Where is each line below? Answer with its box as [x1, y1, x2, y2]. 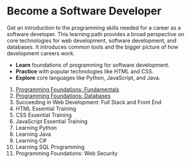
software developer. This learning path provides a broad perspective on [7, 30, 185, 37]
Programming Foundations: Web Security [15, 149, 118, 157]
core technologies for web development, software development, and [7, 37, 177, 44]
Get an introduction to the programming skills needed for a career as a [7, 24, 181, 31]
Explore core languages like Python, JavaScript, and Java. [15, 74, 161, 81]
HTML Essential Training [15, 105, 76, 112]
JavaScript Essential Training [15, 117, 88, 125]
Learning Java [15, 131, 52, 138]
